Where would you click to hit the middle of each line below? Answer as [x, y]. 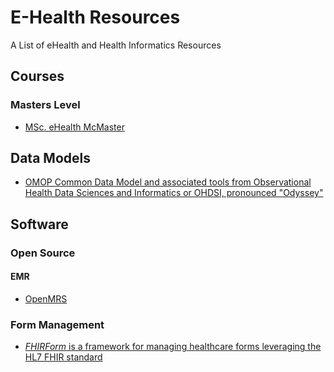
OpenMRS [46, 298]
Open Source [43, 253]
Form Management [57, 324]
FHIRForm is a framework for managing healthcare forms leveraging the [173, 347]
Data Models [50, 158]
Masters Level [45, 105]
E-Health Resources [95, 17]
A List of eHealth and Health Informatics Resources [116, 45]
